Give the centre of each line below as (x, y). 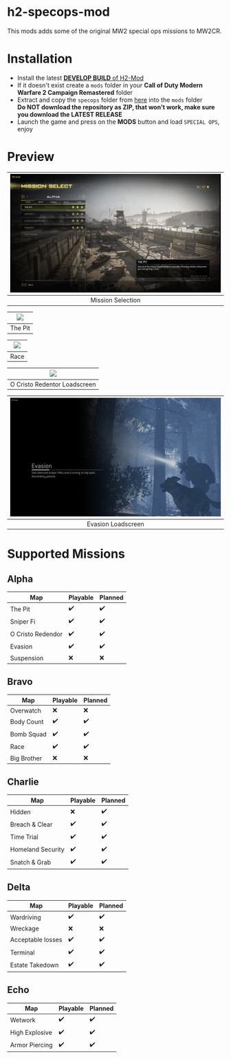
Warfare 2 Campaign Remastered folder (75, 92)
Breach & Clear (31, 824)
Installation (40, 59)
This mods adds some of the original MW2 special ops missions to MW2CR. (114, 31)
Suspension (27, 658)
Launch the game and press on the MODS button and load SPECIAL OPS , (118, 122)
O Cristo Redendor (36, 634)
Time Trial (24, 837)
